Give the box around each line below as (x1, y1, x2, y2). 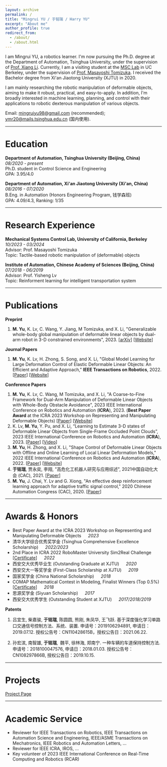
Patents (5, 606, 21, 612)
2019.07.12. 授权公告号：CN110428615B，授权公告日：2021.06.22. (12, 629, 148, 635)
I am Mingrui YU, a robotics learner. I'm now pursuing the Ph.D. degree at (5, 53, 155, 59)
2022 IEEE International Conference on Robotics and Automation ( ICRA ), (12, 455, 161, 461)
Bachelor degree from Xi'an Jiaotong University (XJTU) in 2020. (5, 74, 137, 80)
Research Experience (5, 219, 95, 231)
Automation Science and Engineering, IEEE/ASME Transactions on (12, 735, 148, 741)
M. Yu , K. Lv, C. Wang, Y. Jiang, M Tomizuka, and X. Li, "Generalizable (12, 326, 157, 332)
